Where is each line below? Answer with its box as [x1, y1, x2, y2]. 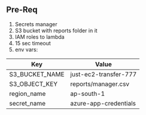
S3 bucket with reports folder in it [14, 27, 98, 34]
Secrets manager [14, 20, 58, 27]
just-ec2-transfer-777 [70, 70, 137, 78]
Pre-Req [6, 5, 38, 15]
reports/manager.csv [70, 80, 130, 88]
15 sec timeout [14, 39, 51, 46]
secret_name [9, 99, 46, 107]
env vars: [14, 46, 38, 53]
